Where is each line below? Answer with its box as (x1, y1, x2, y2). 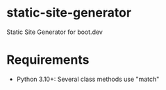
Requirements (6, 52, 90, 68)
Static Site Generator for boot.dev (6, 28, 103, 36)
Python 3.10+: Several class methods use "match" (16, 75, 160, 83)
